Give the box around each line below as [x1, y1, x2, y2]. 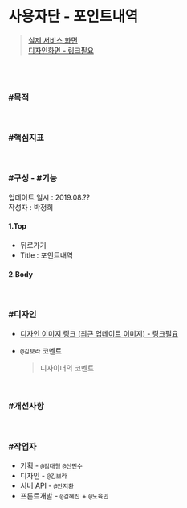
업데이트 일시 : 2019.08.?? [8, 192, 91, 202]
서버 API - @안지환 [19, 481, 75, 491]
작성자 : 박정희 [8, 202, 54, 212]
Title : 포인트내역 [19, 250, 74, 260]
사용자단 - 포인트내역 [8, 7, 139, 26]
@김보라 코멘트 [19, 345, 63, 355]
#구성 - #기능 [8, 172, 58, 184]
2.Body [8, 269, 34, 279]
